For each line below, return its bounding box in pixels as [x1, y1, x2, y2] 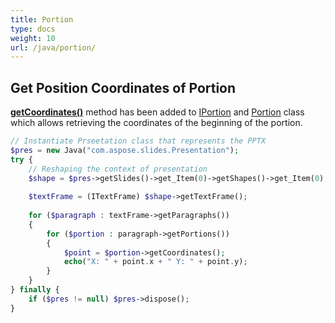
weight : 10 [10, 33, 56, 43]
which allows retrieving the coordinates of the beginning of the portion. [10, 117, 303, 129]
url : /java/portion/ [10, 42, 97, 53]
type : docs [10, 24, 56, 34]
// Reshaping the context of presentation [28, 164, 208, 174]
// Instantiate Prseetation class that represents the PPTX [10, 136, 267, 146]
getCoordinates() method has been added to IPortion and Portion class [10, 106, 305, 118]
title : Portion [10, 14, 74, 25]
